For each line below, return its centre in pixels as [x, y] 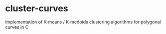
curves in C [17, 27]
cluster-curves [37, 8]
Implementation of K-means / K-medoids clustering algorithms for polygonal [83, 22]
